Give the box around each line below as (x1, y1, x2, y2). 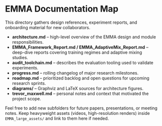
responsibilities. (12, 39, 44, 45)
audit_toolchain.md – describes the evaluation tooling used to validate (12, 60, 154, 65)
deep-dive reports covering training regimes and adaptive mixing (12, 49, 142, 55)
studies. (12, 54, 28, 60)
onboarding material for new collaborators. (5, 24, 91, 30)
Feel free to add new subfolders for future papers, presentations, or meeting (5, 105, 158, 111)
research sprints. (12, 80, 46, 86)
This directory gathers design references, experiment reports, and (5, 19, 137, 25)
